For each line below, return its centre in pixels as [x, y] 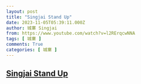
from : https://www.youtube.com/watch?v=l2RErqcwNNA [70, 33]
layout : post [22, 11]
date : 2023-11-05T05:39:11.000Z [46, 22]
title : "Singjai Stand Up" [39, 17]
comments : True [25, 45]
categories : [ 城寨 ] [32, 50]
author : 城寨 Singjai [32, 28]
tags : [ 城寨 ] [24, 39]
